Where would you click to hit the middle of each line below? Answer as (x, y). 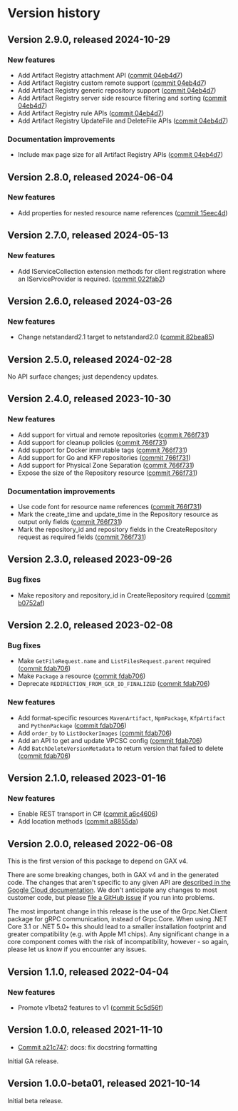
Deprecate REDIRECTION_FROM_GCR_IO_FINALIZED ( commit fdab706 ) (114, 684)
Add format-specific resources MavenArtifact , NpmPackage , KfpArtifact (121, 717)
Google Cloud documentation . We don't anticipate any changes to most (112, 890)
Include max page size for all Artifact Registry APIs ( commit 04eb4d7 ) (120, 155)
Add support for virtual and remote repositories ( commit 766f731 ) (114, 435)
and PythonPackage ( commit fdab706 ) (72, 725)
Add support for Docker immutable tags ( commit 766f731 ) (102, 450)
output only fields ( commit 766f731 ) (70, 522)
